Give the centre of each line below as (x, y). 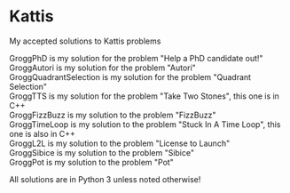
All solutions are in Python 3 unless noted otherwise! (105, 179)
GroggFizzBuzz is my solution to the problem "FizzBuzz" (113, 115)
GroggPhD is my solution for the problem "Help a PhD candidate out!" (136, 58)
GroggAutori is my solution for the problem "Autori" (103, 68)
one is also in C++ (42, 133)
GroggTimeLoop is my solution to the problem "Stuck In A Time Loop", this (145, 124)
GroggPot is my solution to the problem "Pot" (92, 162)
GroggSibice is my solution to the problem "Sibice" (102, 152)
